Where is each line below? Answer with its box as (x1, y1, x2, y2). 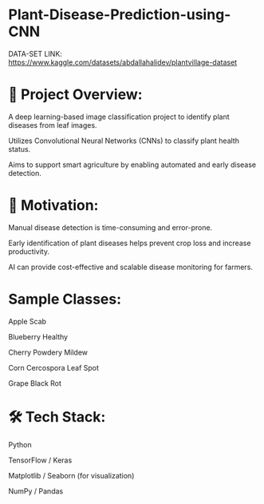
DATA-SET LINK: (8, 49, 62, 58)
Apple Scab (8, 316, 46, 326)
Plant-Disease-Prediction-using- (8, 6, 231, 24)
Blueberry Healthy (8, 331, 69, 341)
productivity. (8, 246, 50, 256)
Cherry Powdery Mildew (8, 347, 89, 357)
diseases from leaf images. (8, 120, 97, 129)
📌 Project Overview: (8, 85, 143, 104)
